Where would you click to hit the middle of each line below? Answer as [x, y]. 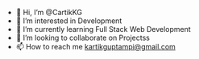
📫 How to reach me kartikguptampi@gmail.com [95, 47]
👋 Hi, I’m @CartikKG [49, 12]
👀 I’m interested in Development [69, 21]
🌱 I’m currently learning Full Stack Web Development [103, 29]
